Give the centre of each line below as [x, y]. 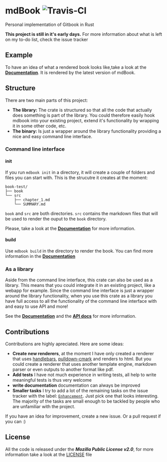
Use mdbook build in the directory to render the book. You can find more [79, 251]
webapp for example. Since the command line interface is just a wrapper [80, 291]
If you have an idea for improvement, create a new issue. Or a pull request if [83, 416]
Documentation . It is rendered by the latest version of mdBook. [70, 72]
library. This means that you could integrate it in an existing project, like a [80, 285]
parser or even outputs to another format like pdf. [63, 369]
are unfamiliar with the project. [44, 406]
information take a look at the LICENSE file [49, 455]
